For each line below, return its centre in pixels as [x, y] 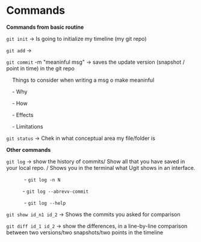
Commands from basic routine [45, 27]
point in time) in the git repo [41, 68]
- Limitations [27, 126]
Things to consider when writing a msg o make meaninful [83, 80]
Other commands [29, 150]
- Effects [23, 115]
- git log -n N [42, 179]
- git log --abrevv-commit [56, 191]
